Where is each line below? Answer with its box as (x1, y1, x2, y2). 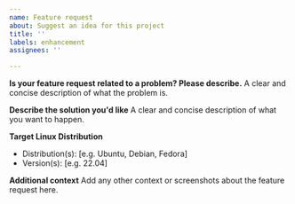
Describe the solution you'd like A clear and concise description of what (9, 105, 277, 115)
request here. (9, 184, 59, 195)
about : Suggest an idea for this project (9, 21, 165, 30)
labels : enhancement (9, 37, 86, 47)
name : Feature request (9, 12, 93, 22)
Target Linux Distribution (9, 131, 104, 142)
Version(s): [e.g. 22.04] (21, 158, 108, 169)
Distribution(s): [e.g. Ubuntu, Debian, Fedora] (21, 148, 188, 160)
